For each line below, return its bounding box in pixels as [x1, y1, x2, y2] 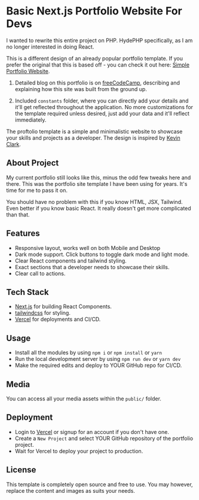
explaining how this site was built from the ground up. [14, 85, 148, 92]
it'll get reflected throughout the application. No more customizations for [14, 103, 193, 110]
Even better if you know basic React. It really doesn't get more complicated [6, 204, 191, 212]
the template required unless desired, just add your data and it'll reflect [14, 110, 190, 117]
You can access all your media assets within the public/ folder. [6, 395, 161, 402]
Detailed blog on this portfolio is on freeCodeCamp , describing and [14, 79, 180, 86]
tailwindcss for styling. [14, 309, 71, 317]
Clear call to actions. [14, 270, 66, 277]
